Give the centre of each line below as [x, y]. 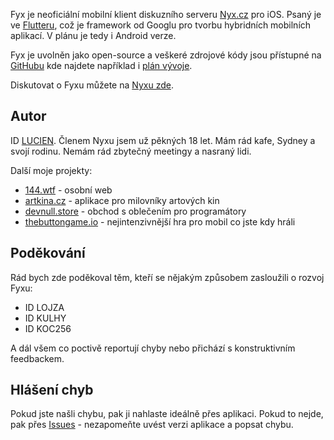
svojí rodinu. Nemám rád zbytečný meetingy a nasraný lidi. [131, 151]
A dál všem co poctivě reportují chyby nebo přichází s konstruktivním [153, 348]
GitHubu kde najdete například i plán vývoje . [101, 65]
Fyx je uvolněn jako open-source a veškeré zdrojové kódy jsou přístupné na [166, 55]
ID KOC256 [48, 328]
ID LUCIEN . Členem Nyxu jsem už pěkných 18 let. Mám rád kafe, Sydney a [163, 140]
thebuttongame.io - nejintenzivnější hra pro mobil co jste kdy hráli [160, 221]
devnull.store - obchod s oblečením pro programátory [135, 211]
